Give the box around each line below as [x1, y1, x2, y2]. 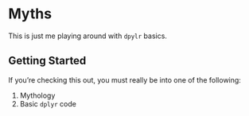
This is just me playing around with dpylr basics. [8, 31, 167, 41]
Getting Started [8, 54, 87, 68]
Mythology [19, 91, 56, 100]
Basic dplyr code [19, 99, 77, 108]
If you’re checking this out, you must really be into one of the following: [8, 75, 241, 84]
